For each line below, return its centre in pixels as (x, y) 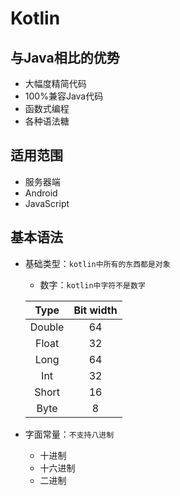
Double (47, 327)
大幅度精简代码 (55, 83)
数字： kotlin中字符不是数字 (92, 284)
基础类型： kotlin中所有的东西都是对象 (97, 263)
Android (41, 193)
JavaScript (47, 203)
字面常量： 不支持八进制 (69, 434)
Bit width (95, 310)
